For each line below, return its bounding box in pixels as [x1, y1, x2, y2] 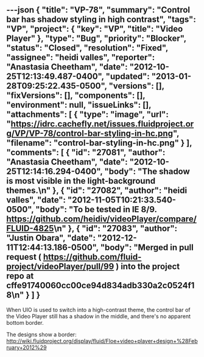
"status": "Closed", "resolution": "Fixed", [6, 43, 169, 54]
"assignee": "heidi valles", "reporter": [6, 52, 155, 63]
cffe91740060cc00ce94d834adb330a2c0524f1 [6, 280, 195, 291]
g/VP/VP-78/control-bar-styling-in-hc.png [6, 128, 174, 139]
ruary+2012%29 [6, 344, 47, 351]
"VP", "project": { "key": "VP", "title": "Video [6, 24, 183, 34]
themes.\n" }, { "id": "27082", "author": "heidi [6, 185, 188, 196]
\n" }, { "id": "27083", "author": [54, 223, 178, 234]
